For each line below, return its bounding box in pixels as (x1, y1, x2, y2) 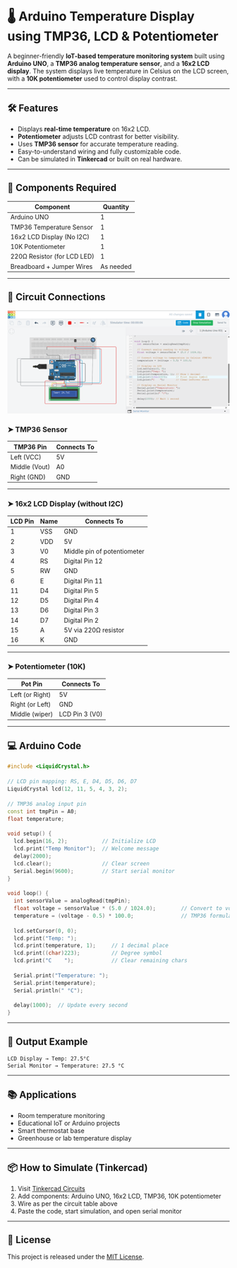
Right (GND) (10, 473, 46, 481)
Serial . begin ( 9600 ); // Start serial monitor (13, 868, 175, 875)
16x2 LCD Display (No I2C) (10, 232, 90, 241)
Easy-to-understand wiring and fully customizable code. (17, 147, 181, 156)
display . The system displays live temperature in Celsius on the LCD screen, (7, 67, 229, 75)
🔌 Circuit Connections (7, 291, 106, 304)
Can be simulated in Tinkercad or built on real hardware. (17, 154, 183, 163)
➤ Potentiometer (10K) (7, 662, 86, 672)
